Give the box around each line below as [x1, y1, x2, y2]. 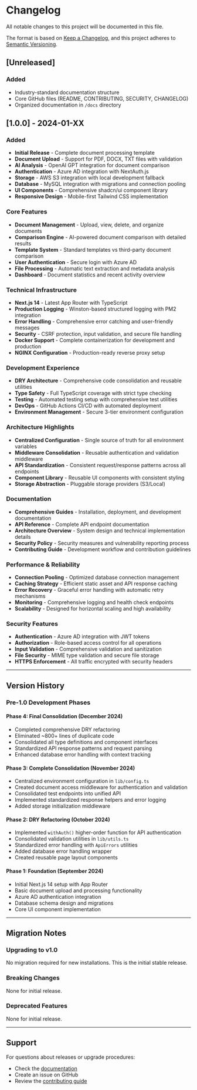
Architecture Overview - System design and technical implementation [14, 527, 186, 534]
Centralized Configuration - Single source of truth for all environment [14, 436, 184, 444]
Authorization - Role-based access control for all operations [14, 639, 162, 646]
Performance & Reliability [6, 560, 80, 568]
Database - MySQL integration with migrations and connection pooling [14, 181, 186, 188]
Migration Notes [6, 928, 66, 938]
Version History [6, 681, 64, 691]
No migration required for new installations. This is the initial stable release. [6, 959, 188, 966]
